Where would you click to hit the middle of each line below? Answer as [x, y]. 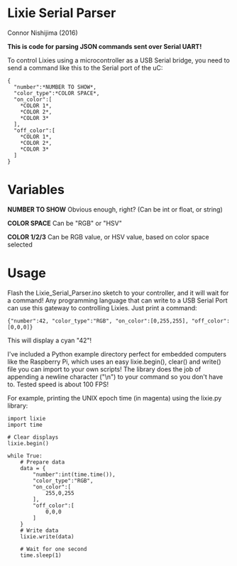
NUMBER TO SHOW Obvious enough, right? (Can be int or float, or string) [115, 209]
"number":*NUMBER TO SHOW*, [55, 87]
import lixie [27, 418]
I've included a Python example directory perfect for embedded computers [117, 354]
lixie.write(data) [47, 537]
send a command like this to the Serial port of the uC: [85, 67]
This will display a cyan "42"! [50, 340]
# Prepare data [43, 462]
